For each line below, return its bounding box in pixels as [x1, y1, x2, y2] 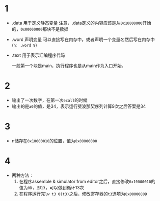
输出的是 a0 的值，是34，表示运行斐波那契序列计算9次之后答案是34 [11, 103, 146, 109]
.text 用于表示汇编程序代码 [11, 52, 65, 58]
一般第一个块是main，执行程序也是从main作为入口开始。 [11, 63, 126, 68]
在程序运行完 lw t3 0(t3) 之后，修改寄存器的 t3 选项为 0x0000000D [19, 191, 148, 197]
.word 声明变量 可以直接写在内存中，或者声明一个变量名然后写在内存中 [11, 36, 155, 42]
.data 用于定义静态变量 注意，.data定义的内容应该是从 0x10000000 [11, 20, 143, 26]
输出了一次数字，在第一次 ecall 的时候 [11, 97, 88, 103]
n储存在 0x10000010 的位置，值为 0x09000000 [11, 137, 98, 143]
